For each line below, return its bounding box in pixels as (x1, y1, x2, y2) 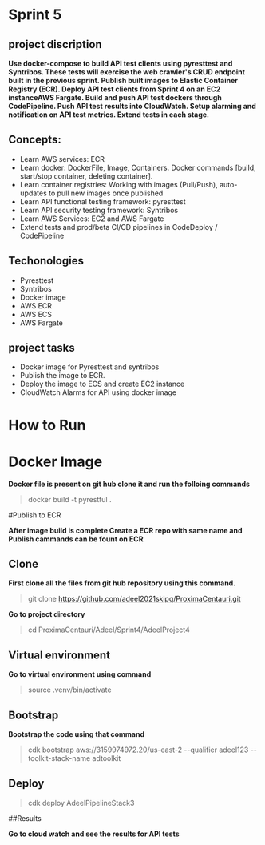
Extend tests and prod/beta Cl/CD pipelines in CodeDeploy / (19, 222, 218, 231)
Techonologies (8, 254, 84, 268)
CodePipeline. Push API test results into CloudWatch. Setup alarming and (8, 102, 257, 111)
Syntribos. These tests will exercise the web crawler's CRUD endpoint (8, 67, 246, 77)
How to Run (8, 416, 86, 434)
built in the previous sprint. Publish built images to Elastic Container (8, 76, 238, 85)
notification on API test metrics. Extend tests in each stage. (8, 110, 210, 119)
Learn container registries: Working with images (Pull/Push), (19, 179, 218, 189)
